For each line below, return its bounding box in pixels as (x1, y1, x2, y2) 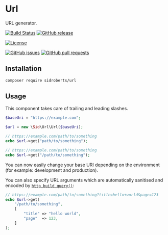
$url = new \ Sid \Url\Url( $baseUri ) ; (5, 124, 83, 130)
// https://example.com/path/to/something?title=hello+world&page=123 (5, 192, 159, 197)
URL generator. (5, 20, 37, 26)
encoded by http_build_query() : (5, 182, 75, 189)
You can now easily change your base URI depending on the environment (5, 162, 160, 168)
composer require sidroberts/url (5, 77, 77, 83)
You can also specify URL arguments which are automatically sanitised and (5, 177, 163, 183)
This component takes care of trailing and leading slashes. (5, 106, 129, 112)
